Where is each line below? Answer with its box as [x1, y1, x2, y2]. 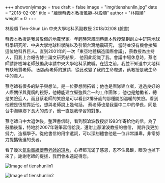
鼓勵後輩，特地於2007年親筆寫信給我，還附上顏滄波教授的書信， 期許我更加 [5, 125, 159, 130]
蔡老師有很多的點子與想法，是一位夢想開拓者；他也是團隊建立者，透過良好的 [5, 83, 160, 89]
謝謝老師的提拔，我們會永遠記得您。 [18, 153, 91, 159]
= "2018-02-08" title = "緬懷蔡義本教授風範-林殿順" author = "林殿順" [5, 10, 146, 16]
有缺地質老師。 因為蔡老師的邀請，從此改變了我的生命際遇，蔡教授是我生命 [5, 67, 157, 73]
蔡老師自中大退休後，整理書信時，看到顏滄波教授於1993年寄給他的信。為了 [5, 118, 157, 124]
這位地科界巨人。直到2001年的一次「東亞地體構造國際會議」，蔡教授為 [5, 49, 146, 54]
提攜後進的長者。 [9, 137, 44, 142]
